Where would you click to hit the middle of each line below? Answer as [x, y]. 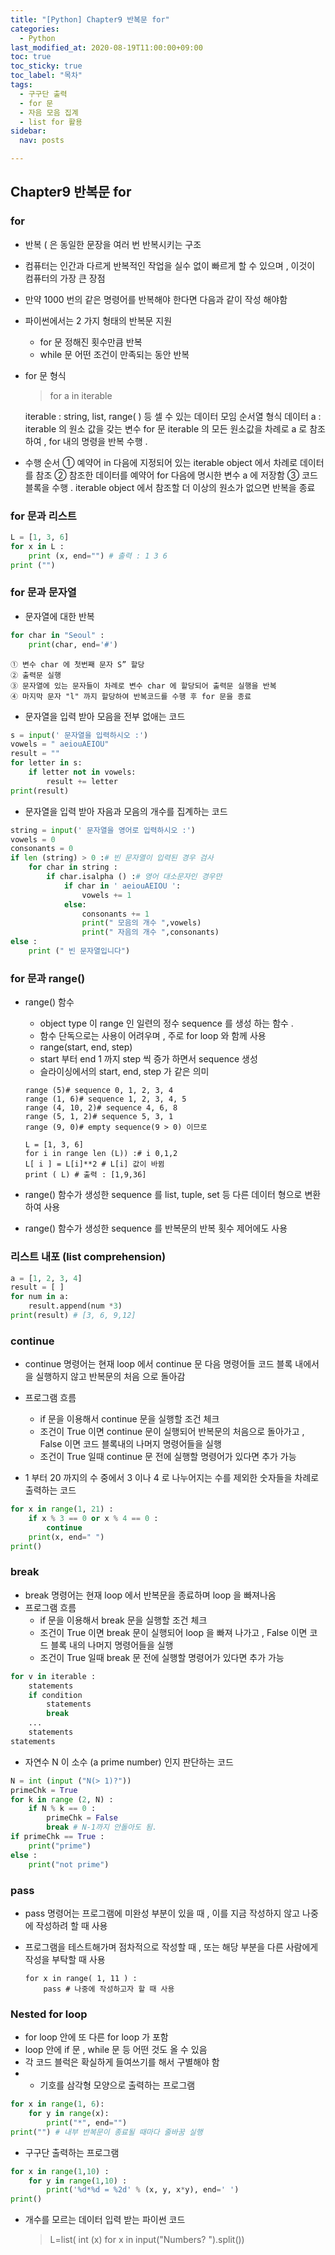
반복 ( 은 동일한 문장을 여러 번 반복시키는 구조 [113, 244]
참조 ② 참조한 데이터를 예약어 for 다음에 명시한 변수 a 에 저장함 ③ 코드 [176, 475]
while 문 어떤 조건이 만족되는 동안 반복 [114, 354]
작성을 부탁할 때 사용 [65, 1959]
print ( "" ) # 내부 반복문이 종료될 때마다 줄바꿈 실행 [106, 2132]
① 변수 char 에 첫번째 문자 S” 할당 [77, 664]
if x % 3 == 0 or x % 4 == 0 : [93, 1519]
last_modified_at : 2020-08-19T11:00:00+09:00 [106, 47]
